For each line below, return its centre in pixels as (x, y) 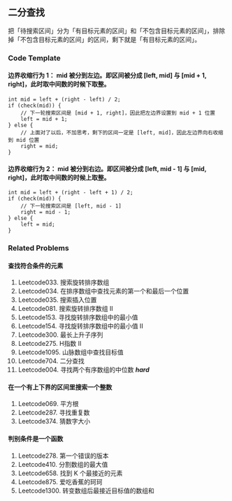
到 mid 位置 (24, 140)
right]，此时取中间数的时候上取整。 (59, 177)
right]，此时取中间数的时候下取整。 (59, 84)
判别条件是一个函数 (36, 439)
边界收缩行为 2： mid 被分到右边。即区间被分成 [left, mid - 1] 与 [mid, (107, 168)
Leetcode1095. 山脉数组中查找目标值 (71, 352)
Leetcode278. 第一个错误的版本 (63, 456)
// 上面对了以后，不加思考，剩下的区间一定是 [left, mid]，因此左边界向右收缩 (122, 132)
